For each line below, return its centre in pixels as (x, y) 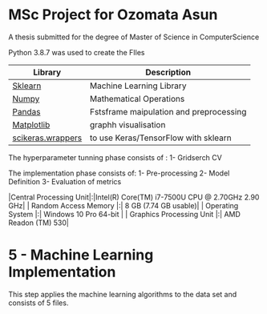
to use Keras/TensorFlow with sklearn (161, 138)
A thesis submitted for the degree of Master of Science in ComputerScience (134, 37)
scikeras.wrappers (47, 138)
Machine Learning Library (138, 86)
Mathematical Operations (137, 99)
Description (168, 72)
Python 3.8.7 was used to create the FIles (77, 52)
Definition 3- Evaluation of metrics (65, 181)
